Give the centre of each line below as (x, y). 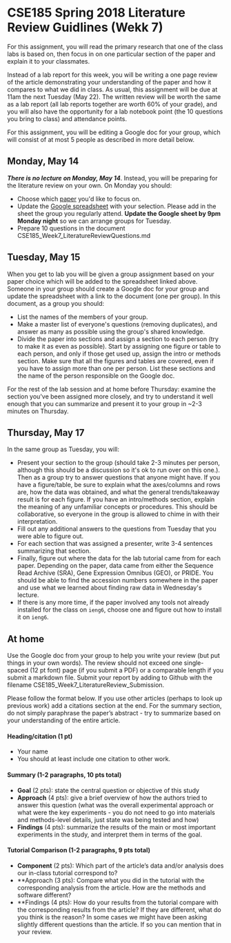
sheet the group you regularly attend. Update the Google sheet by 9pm (119, 213)
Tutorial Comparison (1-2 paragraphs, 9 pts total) (79, 850)
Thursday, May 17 (46, 433)
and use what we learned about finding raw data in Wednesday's (109, 588)
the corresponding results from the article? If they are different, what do (119, 909)
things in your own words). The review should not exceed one (95, 663)
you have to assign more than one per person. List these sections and (116, 368)
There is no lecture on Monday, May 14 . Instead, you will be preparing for (113, 178)
